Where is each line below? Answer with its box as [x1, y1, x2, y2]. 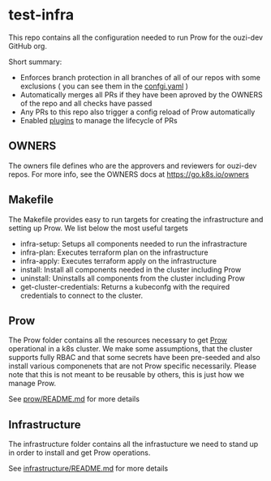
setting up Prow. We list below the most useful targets [8, 223, 189, 233]
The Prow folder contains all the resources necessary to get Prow [8, 335, 228, 346]
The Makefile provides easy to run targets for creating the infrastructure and [8, 214, 264, 224]
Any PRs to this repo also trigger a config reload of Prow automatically [19, 107, 256, 117]
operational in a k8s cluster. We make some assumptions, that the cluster [8, 344, 253, 354]
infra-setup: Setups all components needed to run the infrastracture [19, 238, 247, 248]
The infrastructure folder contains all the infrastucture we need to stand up [8, 440, 259, 449]
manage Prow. [8, 379, 57, 389]
